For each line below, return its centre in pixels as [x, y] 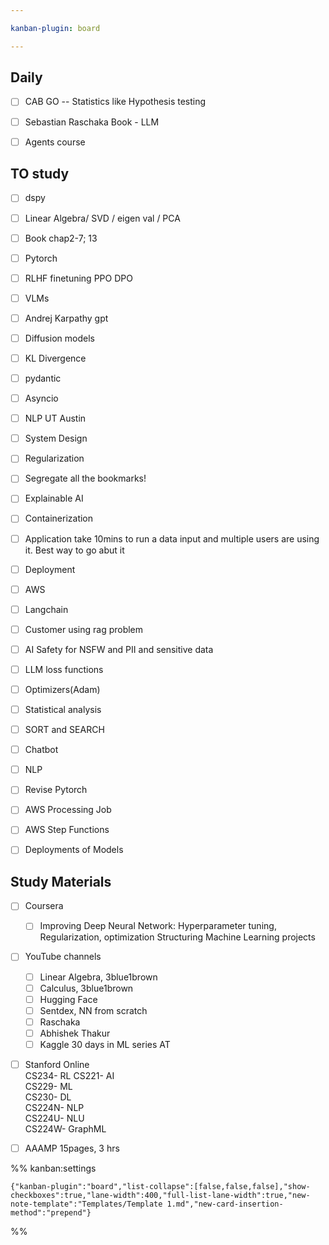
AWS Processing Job [68, 810]
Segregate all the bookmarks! [85, 478]
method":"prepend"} [51, 1213]
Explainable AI [54, 498]
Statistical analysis [63, 709]
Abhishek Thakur [75, 1033]
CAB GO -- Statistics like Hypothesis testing [115, 102]
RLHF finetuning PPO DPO [78, 278]
